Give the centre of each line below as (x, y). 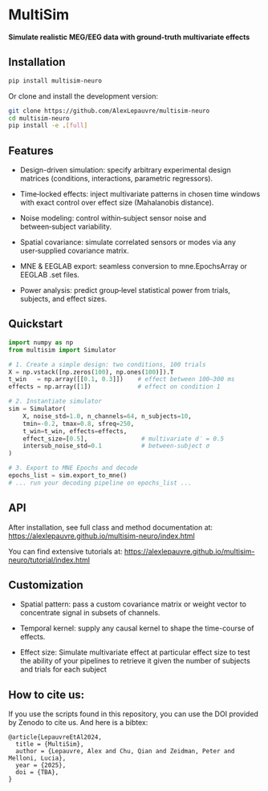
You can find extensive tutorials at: (65, 551)
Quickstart (36, 324)
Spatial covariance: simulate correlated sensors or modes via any (128, 242)
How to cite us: (47, 694)
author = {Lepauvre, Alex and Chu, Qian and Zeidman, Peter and (125, 752)
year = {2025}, (41, 765)
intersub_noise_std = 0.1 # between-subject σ (116, 446)
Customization (46, 584)
